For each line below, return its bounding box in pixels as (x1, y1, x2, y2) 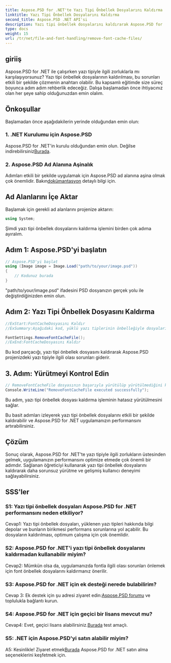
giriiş (5, 55, 22, 64)
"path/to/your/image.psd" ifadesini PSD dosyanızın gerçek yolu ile (5, 287, 144, 293)
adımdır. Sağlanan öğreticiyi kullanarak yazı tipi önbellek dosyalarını (5, 462, 147, 468)
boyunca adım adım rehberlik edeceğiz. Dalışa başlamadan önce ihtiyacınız (5, 85, 163, 91)
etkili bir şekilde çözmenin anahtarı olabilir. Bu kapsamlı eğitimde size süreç (5, 79, 163, 85)
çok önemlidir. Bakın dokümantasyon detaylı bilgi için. (5, 178, 117, 184)
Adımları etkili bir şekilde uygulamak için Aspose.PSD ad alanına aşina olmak (5, 173, 165, 179)
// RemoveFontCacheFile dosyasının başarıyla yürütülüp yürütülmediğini (5, 383, 163, 388)
